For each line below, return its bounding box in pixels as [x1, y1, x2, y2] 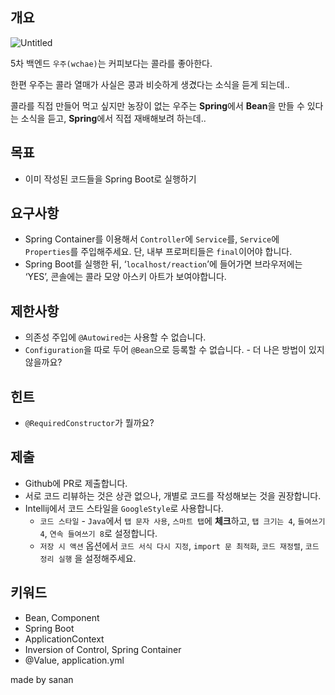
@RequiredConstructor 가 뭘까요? [24, 417, 155, 429]
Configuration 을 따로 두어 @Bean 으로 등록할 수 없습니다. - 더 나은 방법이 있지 [24, 344, 325, 356]
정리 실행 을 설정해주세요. [39, 552, 137, 564]
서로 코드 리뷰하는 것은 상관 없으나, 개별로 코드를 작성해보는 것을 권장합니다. [24, 489, 322, 502]
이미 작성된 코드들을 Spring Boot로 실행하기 [24, 173, 197, 185]
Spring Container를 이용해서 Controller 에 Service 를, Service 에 [24, 233, 280, 245]
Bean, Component [24, 611, 100, 623]
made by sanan [10, 673, 74, 685]
